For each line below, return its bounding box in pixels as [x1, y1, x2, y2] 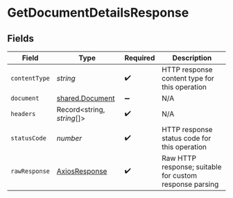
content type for [162, 74, 215, 83]
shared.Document [56, 94, 115, 103]
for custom [162, 171, 198, 180]
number [56, 133, 83, 143]
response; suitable [162, 162, 222, 172]
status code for [162, 133, 212, 143]
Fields [7, 33, 35, 44]
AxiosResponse [56, 167, 107, 176]
